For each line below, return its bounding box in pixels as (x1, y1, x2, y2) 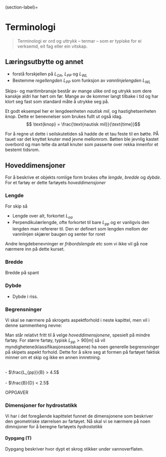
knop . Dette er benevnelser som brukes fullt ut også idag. (5, 114, 123, 120)
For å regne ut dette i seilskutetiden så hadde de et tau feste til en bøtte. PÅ (5, 131, 159, 137)
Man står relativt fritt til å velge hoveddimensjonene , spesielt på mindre (5, 332, 150, 338)
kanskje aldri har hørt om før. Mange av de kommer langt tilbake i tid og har (5, 93, 159, 99)
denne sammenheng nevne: (5, 322, 62, 328)
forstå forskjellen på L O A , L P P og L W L (12, 71, 88, 78)
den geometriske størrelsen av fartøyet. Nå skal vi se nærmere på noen (5, 418, 151, 424)
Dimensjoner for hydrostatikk (5, 402, 78, 409)
